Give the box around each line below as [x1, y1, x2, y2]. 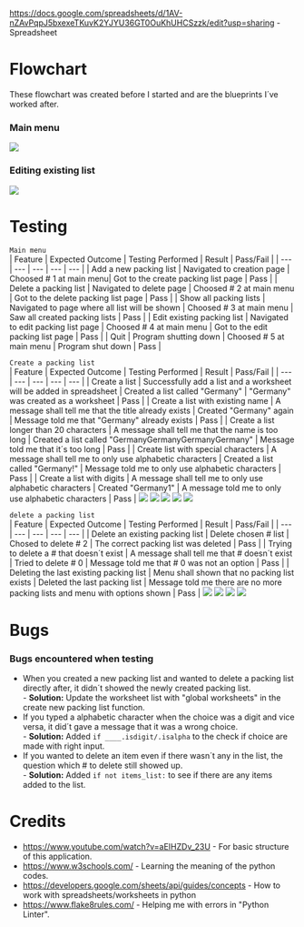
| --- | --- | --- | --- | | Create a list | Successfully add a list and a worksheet [9, 377, 292, 388]
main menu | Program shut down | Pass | [9, 341, 162, 352]
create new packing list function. [22, 701, 145, 712]
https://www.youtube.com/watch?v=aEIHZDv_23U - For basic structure [22, 841, 289, 851]
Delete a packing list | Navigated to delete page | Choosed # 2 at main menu [9, 283, 295, 294]
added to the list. [22, 779, 86, 790]
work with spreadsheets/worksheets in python [22, 889, 197, 900]
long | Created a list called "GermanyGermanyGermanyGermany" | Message [9, 434, 295, 445]
